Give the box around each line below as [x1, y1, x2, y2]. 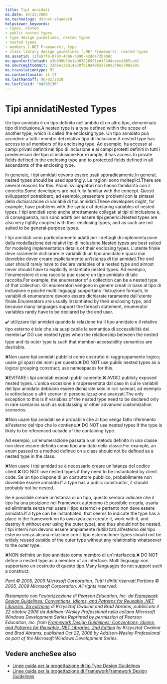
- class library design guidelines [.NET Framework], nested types [5, 49, 149, 54]
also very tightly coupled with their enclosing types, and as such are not [5, 219, 153, 225]
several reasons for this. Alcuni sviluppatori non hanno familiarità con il [5, 182, 151, 188]
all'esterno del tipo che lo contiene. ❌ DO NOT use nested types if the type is [5, 422, 163, 428]
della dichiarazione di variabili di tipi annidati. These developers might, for [5, 198, 156, 204]
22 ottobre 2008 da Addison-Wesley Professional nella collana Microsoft [5, 609, 156, 615]
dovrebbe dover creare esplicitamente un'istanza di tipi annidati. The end [5, 256, 154, 262]
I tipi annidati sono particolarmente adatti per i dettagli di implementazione [5, 234, 158, 240]
